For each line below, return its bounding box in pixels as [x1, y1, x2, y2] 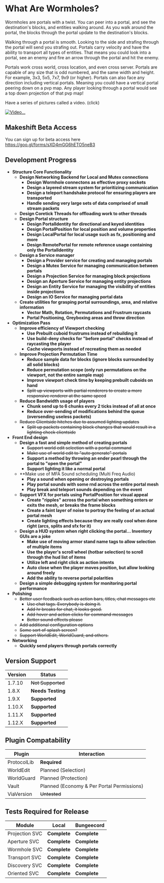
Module [16, 822, 34, 829]
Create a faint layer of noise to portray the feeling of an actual [26, 507, 155, 513]
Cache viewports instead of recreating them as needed [26, 346, 141, 352]
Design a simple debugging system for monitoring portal [19, 580, 137, 586]
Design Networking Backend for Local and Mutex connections [19, 174, 148, 180]
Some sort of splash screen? [19, 627, 77, 633]
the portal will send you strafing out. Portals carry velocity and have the [5, 44, 149, 50]
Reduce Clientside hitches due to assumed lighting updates [19, 418, 140, 424]
